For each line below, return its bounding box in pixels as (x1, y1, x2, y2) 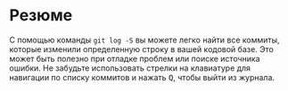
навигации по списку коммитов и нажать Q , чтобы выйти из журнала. (9, 72, 275, 82)
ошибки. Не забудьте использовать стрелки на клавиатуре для (9, 63, 251, 73)
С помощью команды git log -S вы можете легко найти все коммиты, (9, 34, 280, 45)
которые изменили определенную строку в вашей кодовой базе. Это (9, 43, 274, 54)
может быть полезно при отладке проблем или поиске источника (9, 53, 260, 64)
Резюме (9, 5, 73, 26)
